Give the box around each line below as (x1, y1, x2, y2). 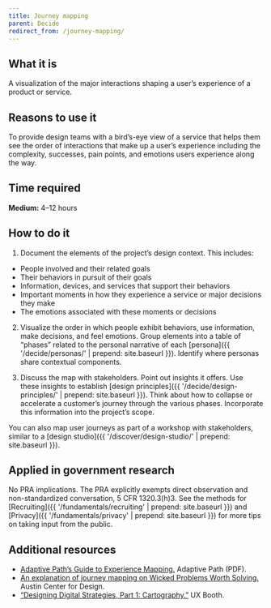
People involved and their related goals (19, 263, 151, 273)
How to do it (8, 226, 70, 240)
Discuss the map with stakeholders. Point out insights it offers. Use (19, 372, 243, 382)
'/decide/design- (181, 381, 239, 391)
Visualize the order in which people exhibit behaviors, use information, (19, 322, 255, 332)
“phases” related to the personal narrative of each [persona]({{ (19, 340, 231, 349)
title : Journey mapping (8, 11, 89, 20)
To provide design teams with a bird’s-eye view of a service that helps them (8, 132, 260, 142)
